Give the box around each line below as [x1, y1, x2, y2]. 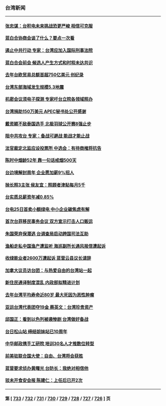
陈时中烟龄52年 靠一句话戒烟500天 [5, 157, 77, 163]
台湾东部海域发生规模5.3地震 [5, 84, 64, 90]
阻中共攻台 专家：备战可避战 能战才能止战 [5, 133, 90, 139]
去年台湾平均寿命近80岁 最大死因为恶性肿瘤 [5, 291, 94, 297]
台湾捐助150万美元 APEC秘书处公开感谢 [5, 109, 86, 115]
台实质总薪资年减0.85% [5, 194, 54, 200]
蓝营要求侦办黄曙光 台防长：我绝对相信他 [5, 365, 89, 371]
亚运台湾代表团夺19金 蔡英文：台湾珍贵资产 [5, 304, 93, 310]
